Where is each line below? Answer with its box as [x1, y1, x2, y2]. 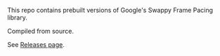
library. [7, 13, 28, 22]
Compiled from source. [7, 27, 75, 35]
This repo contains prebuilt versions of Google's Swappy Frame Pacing [7, 6, 213, 14]
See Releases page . [7, 41, 65, 48]
